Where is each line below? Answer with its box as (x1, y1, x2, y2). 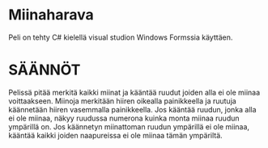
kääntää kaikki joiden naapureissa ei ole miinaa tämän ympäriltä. (8, 130, 223, 140)
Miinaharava (8, 6, 95, 24)
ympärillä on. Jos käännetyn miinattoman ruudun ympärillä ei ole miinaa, (8, 121, 249, 131)
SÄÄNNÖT (8, 61, 81, 79)
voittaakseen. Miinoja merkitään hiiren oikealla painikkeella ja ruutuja (8, 95, 236, 106)
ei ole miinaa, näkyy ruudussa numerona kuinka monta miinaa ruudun (8, 113, 240, 123)
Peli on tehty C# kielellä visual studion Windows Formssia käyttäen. (8, 32, 233, 42)
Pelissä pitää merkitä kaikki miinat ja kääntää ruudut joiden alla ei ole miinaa (8, 87, 261, 97)
